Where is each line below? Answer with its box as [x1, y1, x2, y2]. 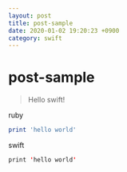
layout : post [8, 11, 52, 20]
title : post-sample [8, 19, 73, 27]
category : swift [8, 34, 62, 42]
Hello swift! [27, 95, 65, 105]
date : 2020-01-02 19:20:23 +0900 [8, 26, 120, 34]
